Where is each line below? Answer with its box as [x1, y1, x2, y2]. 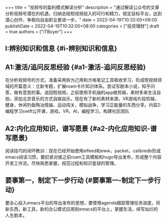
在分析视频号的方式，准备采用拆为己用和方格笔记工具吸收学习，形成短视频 [5, 77, 158, 83]
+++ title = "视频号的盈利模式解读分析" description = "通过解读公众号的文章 [5, 4, 160, 10]
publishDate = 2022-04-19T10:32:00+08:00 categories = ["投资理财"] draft [5, 23, 160, 29]
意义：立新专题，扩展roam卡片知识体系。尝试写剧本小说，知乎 [22, 83, 151, 89]
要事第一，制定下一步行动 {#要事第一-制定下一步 [5, 176, 155, 185]
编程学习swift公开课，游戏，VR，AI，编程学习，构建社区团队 [5, 108, 130, 114]
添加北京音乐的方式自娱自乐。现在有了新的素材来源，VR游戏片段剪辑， [13, 96, 159, 102]
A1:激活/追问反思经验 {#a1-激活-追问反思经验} [5, 63, 147, 71]
